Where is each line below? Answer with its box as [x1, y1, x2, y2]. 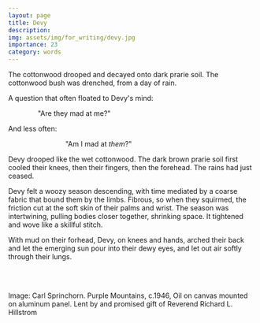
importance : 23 [8, 41, 58, 49]
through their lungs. [8, 252, 72, 261]
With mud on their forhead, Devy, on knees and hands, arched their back [8, 236, 244, 244]
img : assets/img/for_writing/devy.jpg [8, 33, 136, 42]
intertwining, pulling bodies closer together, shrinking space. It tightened [8, 212, 244, 221]
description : [8, 26, 51, 34]
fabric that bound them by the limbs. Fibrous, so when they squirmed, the [8, 195, 247, 204]
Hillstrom [8, 308, 38, 317]
